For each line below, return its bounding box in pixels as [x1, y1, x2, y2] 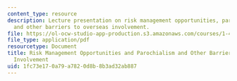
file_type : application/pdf [7, 37, 90, 44]
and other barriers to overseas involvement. [13, 23, 150, 30]
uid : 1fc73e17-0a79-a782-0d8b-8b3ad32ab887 [7, 63, 138, 70]
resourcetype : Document [7, 43, 78, 50]
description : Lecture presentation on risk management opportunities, [7, 17, 219, 24]
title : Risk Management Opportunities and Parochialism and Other [7, 50, 207, 57]
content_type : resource [7, 10, 78, 18]
